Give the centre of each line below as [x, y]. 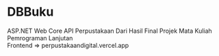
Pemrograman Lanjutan [40, 38]
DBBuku [30, 12]
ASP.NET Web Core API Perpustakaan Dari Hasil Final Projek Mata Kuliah [109, 31]
